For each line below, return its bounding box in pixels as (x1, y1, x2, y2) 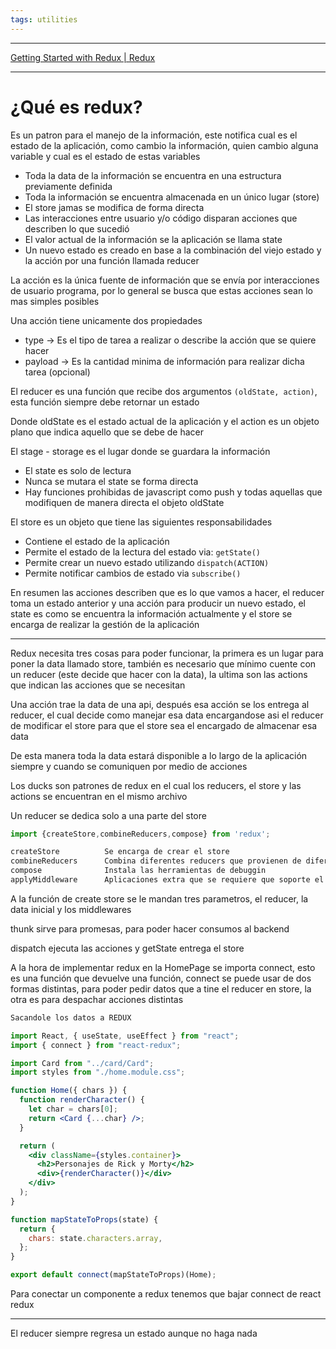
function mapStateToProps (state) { (10, 1214, 159, 1225)
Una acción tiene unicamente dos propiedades (10, 314, 203, 326)
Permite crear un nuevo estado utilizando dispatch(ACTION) (24, 556, 270, 568)
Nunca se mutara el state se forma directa (24, 475, 199, 487)
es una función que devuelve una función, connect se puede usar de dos (10, 972, 312, 984)
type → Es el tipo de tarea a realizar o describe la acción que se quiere (24, 334, 317, 346)
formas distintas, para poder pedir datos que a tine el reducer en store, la (10, 982, 312, 995)
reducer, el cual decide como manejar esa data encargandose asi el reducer (10, 709, 324, 721)
